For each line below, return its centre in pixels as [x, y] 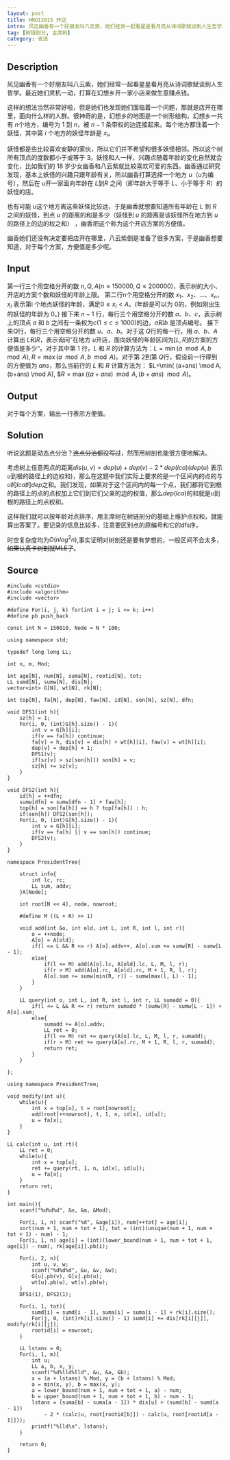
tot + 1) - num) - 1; [38, 1235]
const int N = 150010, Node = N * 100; [64, 628]
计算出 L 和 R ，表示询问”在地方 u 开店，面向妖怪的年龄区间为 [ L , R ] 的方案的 [110, 340]
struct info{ [38, 874]
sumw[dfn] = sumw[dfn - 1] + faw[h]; [73, 802]
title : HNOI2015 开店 [37, 20]
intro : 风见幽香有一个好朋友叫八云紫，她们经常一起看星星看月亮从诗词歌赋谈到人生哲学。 [117, 26]
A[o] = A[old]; [53, 941]
